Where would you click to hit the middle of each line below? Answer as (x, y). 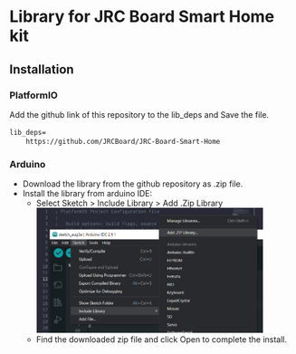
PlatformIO (34, 95)
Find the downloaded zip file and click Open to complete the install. (162, 339)
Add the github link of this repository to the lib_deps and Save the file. (139, 114)
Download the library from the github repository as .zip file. (133, 184)
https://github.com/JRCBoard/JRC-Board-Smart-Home (123, 141)
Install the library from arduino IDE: (87, 194)
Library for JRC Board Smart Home (142, 17)
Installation (42, 69)
